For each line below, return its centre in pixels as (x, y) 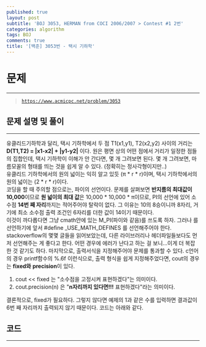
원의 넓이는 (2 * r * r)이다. (37, 181)
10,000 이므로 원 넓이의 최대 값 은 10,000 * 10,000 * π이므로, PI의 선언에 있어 (98, 197)
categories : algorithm (35, 29)
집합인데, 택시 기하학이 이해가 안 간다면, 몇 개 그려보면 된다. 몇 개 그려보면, (101, 158)
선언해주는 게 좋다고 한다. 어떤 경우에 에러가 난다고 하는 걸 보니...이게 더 (98, 243)
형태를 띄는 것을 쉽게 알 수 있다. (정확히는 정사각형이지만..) (97, 166)
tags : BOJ (19, 35)
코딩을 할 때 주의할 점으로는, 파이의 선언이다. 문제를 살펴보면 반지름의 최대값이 (99, 189)
